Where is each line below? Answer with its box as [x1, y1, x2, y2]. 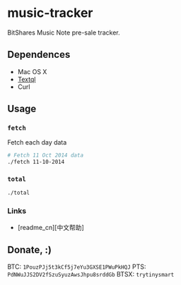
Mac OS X [17, 67, 47, 75]
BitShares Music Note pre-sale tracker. [7, 28, 120, 37]
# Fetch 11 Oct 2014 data [7, 152, 83, 159]
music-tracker [7, 5, 93, 21]
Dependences [7, 49, 71, 61]
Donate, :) [7, 244, 52, 256]
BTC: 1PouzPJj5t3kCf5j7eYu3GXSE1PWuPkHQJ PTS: [7, 262, 146, 271]
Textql [17, 75, 36, 83]
